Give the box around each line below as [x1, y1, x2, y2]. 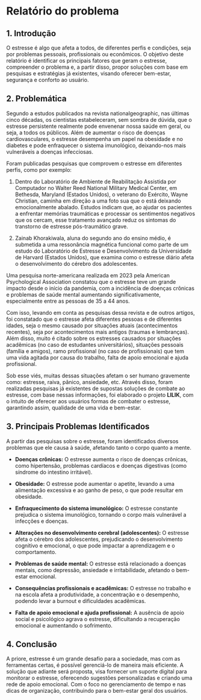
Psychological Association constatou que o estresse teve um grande [6, 278, 176, 285]
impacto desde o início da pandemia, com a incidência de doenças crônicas [6, 285, 194, 292]
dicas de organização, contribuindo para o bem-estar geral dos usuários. [6, 687, 188, 695]
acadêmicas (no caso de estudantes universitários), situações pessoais [6, 341, 184, 348]
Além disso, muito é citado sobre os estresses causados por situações [6, 335, 182, 342]
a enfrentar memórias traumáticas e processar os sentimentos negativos [14, 210, 196, 217]
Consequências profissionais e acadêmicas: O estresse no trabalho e [14, 584, 191, 591]
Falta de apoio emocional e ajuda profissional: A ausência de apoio [14, 609, 185, 616]
